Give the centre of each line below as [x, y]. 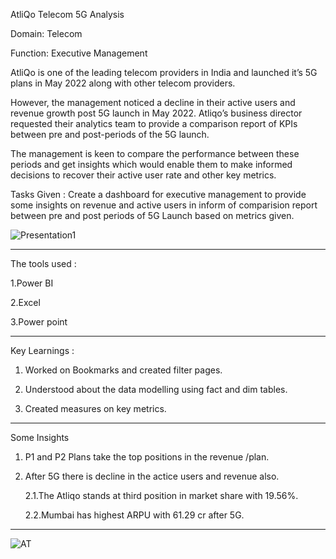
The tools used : [43, 263]
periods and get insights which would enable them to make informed [151, 164]
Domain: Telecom [46, 33]
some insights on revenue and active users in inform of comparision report [164, 205]
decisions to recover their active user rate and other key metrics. [143, 175]
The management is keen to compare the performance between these [155, 153]
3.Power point [39, 322]
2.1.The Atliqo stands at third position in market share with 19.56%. [161, 495]
